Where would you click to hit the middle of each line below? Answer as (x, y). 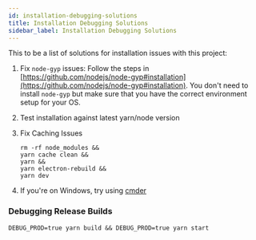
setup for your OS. (50, 102)
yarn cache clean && (54, 155)
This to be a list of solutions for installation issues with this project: (118, 53)
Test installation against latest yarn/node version (100, 118)
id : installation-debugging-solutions (73, 16)
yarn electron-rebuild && (63, 169)
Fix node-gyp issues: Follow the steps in (84, 69)
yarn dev (34, 176)
